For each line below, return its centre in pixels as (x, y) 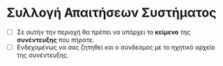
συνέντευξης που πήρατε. (55, 40)
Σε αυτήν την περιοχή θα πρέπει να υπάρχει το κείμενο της (103, 32)
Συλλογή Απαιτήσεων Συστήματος (111, 13)
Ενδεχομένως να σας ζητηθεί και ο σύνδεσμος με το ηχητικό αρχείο (116, 47)
